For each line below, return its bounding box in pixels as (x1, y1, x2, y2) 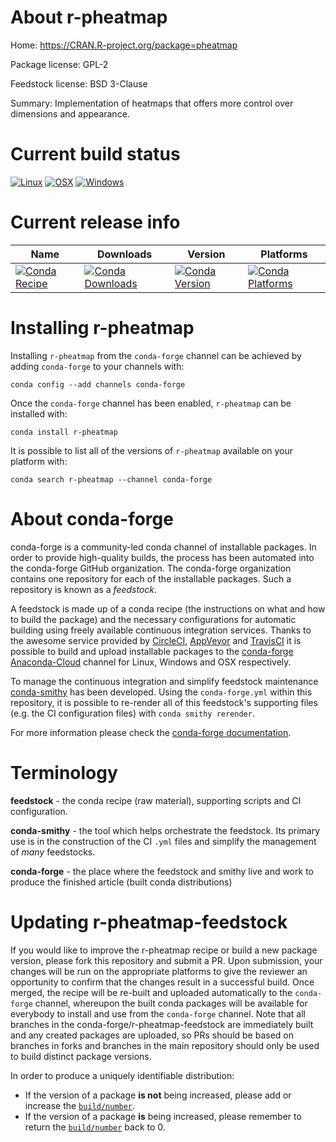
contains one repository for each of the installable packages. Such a (10, 572, 292, 585)
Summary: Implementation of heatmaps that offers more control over (10, 97, 294, 109)
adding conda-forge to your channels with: (10, 360, 185, 372)
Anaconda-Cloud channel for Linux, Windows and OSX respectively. (10, 656, 292, 668)
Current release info (10, 211, 181, 234)
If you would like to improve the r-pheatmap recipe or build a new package (10, 944, 318, 956)
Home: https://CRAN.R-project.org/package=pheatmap (10, 39, 238, 51)
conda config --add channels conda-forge (10, 379, 186, 390)
